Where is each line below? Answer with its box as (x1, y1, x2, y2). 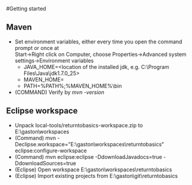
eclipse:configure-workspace (14, 147, 87, 154)
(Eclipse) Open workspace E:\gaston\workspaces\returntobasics (14, 166, 172, 173)
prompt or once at (14, 44, 59, 51)
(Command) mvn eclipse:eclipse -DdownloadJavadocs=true (14, 153, 162, 160)
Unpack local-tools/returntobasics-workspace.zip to (14, 121, 143, 128)
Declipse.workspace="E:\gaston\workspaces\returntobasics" (14, 140, 165, 148)
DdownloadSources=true (14, 159, 76, 167)
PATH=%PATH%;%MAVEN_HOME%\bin (23, 82, 122, 89)
